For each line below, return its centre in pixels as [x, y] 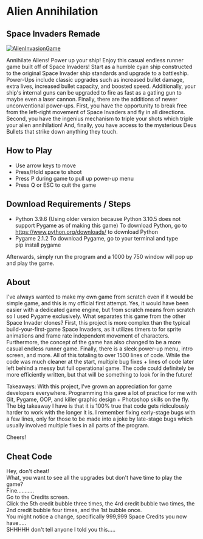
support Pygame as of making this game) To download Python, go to [101, 225]
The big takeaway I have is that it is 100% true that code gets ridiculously [98, 406]
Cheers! [16, 437]
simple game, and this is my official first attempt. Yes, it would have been [98, 303]
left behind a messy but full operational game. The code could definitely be [100, 368]
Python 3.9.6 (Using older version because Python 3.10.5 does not [98, 219]
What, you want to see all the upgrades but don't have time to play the [94, 478]
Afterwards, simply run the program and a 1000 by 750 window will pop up [100, 256]
